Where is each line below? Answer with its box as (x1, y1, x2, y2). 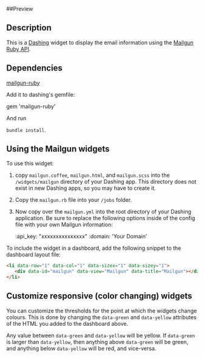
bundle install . (6, 126, 47, 133)
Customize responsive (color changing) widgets (6, 291, 192, 301)
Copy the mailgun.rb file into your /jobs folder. (15, 196, 132, 204)
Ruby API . (6, 45, 31, 52)
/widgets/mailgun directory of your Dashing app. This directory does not (15, 178, 197, 185)
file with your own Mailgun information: (15, 221, 114, 229)
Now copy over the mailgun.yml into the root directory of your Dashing (15, 208, 192, 215)
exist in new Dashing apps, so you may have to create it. (15, 185, 156, 192)
